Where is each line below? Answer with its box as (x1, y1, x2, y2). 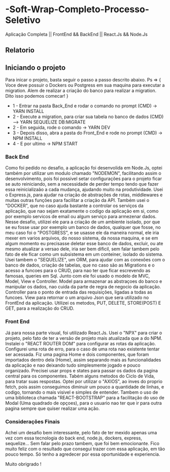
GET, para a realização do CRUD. (5, 305, 75, 311)
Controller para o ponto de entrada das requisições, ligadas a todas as (5, 289, 152, 296)
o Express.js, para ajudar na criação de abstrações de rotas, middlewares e (5, 192, 163, 198)
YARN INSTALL (12, 108, 44, 114)
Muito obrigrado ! (5, 461, 42, 467)
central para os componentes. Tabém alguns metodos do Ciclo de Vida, (5, 373, 155, 379)
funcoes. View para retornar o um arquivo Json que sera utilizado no (5, 294, 149, 301)
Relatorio (5, 46, 35, 54)
